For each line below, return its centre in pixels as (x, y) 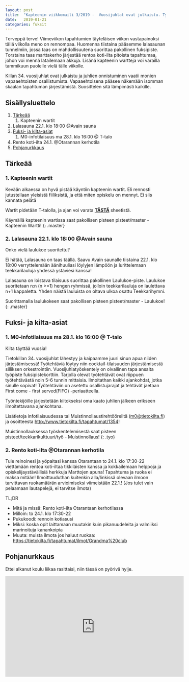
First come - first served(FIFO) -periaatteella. (52, 391)
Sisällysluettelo (30, 103)
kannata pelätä (21, 200)
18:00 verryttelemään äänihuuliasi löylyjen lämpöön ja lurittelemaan (76, 265)
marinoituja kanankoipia (37, 530)
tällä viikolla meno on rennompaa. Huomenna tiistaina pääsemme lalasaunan (85, 44)
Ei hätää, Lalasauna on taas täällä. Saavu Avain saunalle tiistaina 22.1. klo (81, 260)
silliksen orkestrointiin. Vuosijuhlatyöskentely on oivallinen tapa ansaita (79, 369)
